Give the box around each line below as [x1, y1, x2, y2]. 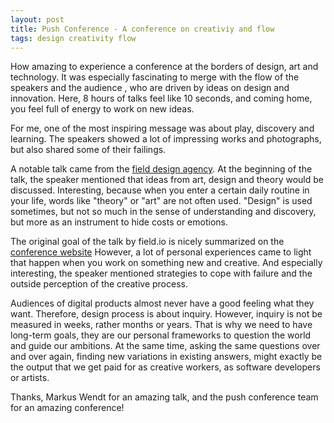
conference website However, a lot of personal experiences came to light [10, 246, 312, 258]
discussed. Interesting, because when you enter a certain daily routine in [10, 184, 310, 196]
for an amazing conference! [10, 402, 125, 414]
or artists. [10, 372, 50, 384]
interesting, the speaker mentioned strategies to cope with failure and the [10, 267, 313, 280]
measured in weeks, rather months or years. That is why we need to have [10, 319, 313, 331]
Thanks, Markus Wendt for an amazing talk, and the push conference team [10, 391, 319, 403]
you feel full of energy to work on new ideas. [10, 103, 195, 115]
